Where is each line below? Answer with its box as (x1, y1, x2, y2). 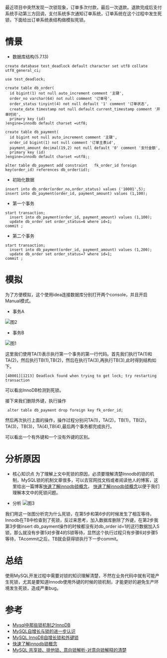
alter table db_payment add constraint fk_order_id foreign (5, 163, 137, 168)
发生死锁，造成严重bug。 (9, 585, 61, 591)
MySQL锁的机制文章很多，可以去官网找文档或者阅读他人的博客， (21, 477, 154, 483)
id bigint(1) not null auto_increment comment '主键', (9, 90, 124, 96)
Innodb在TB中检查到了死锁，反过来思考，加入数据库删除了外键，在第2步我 (5, 517, 159, 523)
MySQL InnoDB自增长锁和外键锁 (12, 634, 79, 641)
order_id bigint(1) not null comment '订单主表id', (9, 140, 116, 145)
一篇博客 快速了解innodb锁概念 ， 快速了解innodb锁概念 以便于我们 (25, 483, 160, 489)
